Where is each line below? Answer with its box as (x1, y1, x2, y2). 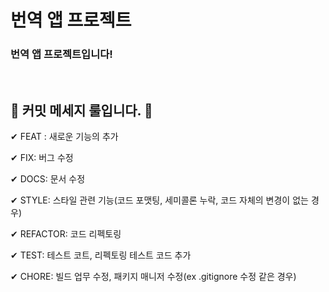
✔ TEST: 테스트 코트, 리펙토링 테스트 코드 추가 (10, 249, 192, 261)
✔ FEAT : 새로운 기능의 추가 (10, 131, 119, 143)
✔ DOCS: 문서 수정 (10, 173, 86, 185)
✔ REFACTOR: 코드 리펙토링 (10, 228, 122, 240)
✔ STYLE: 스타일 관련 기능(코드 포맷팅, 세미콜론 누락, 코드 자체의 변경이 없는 (10, 194, 309, 206)
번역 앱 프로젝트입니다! (10, 47, 113, 61)
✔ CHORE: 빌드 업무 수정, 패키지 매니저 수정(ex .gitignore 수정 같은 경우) (10, 271, 297, 283)
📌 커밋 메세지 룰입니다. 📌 (10, 102, 153, 119)
